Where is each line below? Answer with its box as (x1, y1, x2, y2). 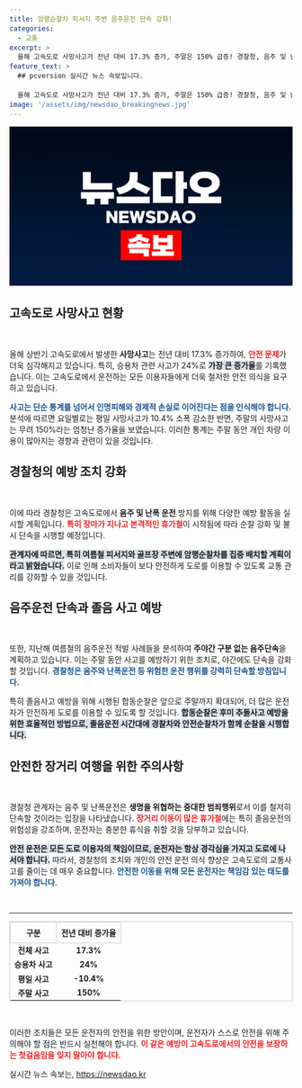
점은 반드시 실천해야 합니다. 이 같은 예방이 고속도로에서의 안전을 (42, 1039, 265, 1049)
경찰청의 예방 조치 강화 (9, 464, 128, 480)
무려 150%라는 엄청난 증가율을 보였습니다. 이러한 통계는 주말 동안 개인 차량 (18, 424, 281, 435)
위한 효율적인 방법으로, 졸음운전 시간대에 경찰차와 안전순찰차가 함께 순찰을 (9, 718, 266, 729)
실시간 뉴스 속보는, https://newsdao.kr (9, 1069, 147, 1080)
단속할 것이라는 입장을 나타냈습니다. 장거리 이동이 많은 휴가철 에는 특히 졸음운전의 (9, 813, 292, 823)
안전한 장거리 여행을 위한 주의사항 (9, 759, 184, 774)
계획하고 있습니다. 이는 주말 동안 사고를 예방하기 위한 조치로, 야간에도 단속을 (9, 654, 276, 665)
